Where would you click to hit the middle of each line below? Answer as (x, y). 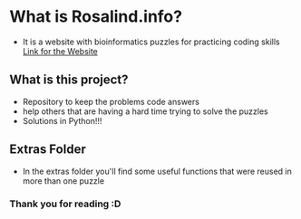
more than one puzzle (63, 181)
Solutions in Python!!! (62, 120)
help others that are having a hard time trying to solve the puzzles (146, 111)
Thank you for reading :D (65, 204)
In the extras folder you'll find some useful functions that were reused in (157, 171)
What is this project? (69, 80)
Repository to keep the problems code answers (111, 101)
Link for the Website (60, 51)
